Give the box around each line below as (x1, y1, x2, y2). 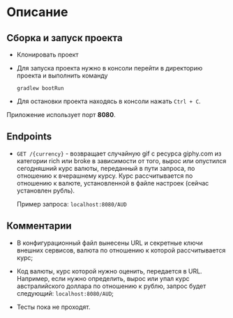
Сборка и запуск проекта (6, 32, 123, 44)
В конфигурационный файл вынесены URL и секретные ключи (16, 238, 203, 247)
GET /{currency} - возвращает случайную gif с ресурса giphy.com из (16, 149, 222, 158)
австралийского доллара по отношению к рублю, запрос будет (16, 282, 206, 290)
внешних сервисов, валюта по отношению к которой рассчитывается (16, 245, 226, 255)
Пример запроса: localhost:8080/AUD (16, 199, 127, 208)
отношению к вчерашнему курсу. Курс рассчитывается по (16, 172, 193, 180)
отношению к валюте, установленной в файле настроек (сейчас (16, 179, 209, 187)
